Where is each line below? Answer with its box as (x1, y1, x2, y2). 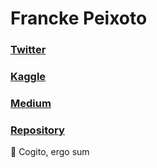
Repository (10, 123, 65, 137)
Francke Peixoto (10, 7, 148, 30)
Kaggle (10, 70, 47, 84)
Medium (10, 96, 52, 110)
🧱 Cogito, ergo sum (10, 146, 90, 158)
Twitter (10, 43, 47, 57)
